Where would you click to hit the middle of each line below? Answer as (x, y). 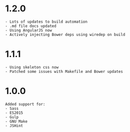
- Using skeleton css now (32, 67)
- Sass (12, 108)
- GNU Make (16, 121)
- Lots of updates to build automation (46, 22)
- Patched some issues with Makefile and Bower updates (64, 71)
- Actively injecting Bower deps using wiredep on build (65, 34)
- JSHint (14, 126)
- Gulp (12, 117)
